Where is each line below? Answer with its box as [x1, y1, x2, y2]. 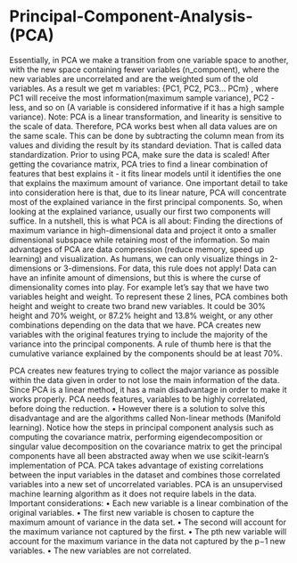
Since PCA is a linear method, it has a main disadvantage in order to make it [9, 384, 287, 395]
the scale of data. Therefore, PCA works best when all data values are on [9, 120, 278, 131]
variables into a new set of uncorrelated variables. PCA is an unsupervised [9, 478, 284, 489]
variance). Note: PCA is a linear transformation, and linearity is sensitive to [9, 111, 283, 122]
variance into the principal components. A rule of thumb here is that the [9, 339, 272, 349]
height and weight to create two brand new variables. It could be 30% [9, 300, 266, 311]
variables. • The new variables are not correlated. [9, 545, 192, 556]
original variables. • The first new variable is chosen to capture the [9, 507, 254, 518]
